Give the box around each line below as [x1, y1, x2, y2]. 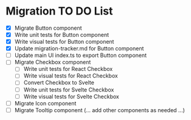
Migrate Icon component [14, 99, 77, 107]
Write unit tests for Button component [14, 32, 109, 38]
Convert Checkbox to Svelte [23, 79, 95, 86]
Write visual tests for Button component [14, 38, 114, 45]
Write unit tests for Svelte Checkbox [23, 86, 114, 93]
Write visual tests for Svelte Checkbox [23, 93, 120, 100]
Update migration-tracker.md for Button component [14, 45, 144, 52]
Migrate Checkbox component [14, 59, 91, 66]
